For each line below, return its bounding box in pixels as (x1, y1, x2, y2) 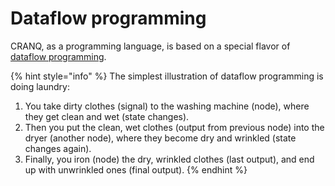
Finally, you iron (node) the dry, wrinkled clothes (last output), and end (24, 153, 315, 165)
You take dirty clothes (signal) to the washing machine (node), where (24, 100, 310, 112)
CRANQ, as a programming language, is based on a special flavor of (10, 40, 291, 52)
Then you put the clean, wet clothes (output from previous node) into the (24, 121, 325, 133)
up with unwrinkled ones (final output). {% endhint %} (24, 163, 248, 176)
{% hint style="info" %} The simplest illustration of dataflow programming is (10, 70, 324, 82)
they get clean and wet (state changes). (24, 110, 190, 122)
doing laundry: (10, 80, 70, 92)
